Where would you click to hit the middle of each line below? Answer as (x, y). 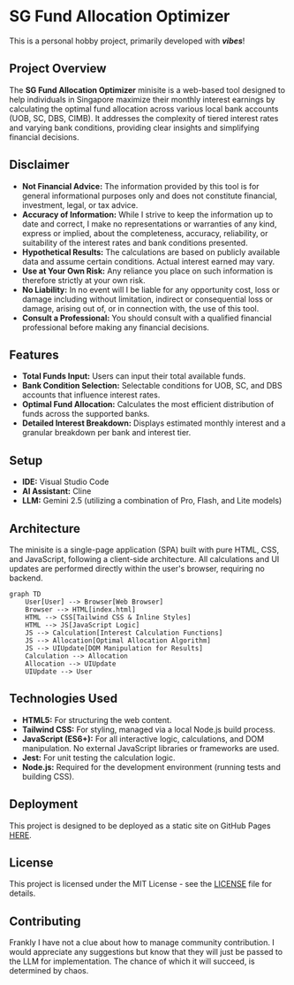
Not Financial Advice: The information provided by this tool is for (140, 186)
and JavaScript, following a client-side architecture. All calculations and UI (144, 559)
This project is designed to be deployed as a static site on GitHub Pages (140, 826)
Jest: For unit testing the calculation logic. (98, 758)
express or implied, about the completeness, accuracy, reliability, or (145, 233)
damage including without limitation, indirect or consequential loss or (147, 299)
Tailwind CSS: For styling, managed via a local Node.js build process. (148, 729)
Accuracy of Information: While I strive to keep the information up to (147, 214)
